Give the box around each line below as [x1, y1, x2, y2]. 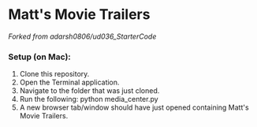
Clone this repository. [19, 69, 90, 79]
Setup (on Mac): [8, 51, 71, 62]
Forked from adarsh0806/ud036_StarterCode [8, 32, 157, 41]
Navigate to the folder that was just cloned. [19, 86, 160, 95]
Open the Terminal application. [19, 77, 120, 88]
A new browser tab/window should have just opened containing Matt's [19, 103, 250, 112]
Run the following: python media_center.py [19, 95, 159, 104]
